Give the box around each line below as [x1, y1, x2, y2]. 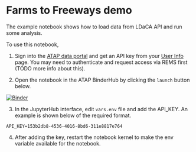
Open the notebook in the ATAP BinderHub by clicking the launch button [14, 76, 190, 83]
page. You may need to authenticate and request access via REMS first [14, 59, 188, 66]
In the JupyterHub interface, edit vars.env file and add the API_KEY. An [14, 105, 188, 112]
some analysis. [6, 29, 43, 36]
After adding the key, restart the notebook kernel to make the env [14, 134, 174, 141]
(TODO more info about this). [14, 64, 86, 72]
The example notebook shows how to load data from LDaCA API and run [6, 23, 182, 30]
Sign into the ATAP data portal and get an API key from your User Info [14, 52, 184, 59]
